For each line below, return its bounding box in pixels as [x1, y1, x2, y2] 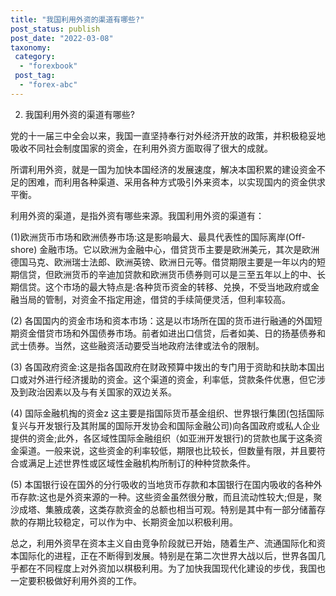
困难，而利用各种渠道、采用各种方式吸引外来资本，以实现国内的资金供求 [27, 176, 326, 188]
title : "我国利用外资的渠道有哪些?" [10, 14, 145, 25]
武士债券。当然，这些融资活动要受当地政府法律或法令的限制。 [10, 339, 265, 351]
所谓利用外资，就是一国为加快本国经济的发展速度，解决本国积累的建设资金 [10, 163, 317, 175]
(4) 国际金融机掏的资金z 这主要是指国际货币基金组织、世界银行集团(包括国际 [10, 407, 325, 419]
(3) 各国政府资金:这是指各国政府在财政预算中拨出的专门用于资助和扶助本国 [10, 361, 317, 373]
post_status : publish [10, 24, 101, 34]
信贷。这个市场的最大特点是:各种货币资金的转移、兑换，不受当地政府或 [18, 281, 312, 293]
